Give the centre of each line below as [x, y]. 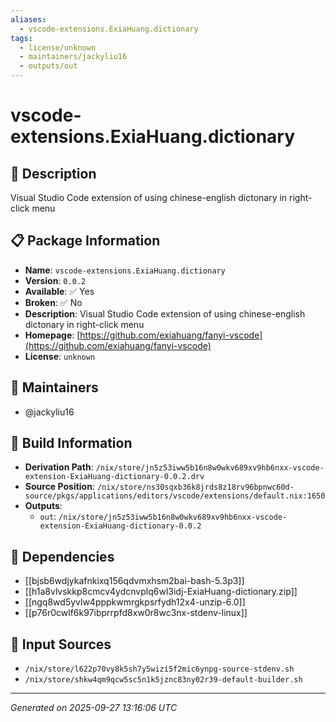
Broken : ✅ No [53, 302]
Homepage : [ [52, 335]
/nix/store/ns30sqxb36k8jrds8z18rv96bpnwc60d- [195, 487]
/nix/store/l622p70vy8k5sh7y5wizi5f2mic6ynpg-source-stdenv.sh [159, 669]
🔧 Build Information [71, 443]
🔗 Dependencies [62, 556]
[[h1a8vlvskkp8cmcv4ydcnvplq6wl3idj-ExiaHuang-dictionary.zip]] [161, 592]
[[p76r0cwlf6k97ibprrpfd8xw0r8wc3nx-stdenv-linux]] [136, 613]
